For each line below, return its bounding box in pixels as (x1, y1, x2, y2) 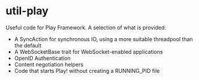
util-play (5, 4, 49, 18)
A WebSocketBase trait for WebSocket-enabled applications (14, 48, 163, 55)
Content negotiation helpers (14, 61, 84, 68)
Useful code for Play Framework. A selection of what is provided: (5, 24, 166, 31)
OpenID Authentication (14, 54, 71, 61)
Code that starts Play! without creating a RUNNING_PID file (14, 67, 160, 74)
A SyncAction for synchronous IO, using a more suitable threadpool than (14, 35, 193, 42)
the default (14, 42, 41, 49)
